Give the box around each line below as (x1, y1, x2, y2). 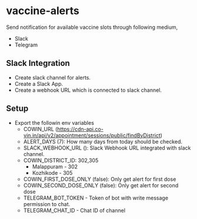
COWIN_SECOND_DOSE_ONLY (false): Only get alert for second (23, 181, 179, 189)
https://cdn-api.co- (56, 125, 104, 132)
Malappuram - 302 (32, 163, 78, 170)
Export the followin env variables (14, 119, 94, 126)
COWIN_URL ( (23, 125, 58, 132)
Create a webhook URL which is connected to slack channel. (14, 87, 162, 94)
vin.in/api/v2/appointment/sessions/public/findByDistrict (23, 131, 161, 139)
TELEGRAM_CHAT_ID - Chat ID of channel (23, 207, 125, 214)
